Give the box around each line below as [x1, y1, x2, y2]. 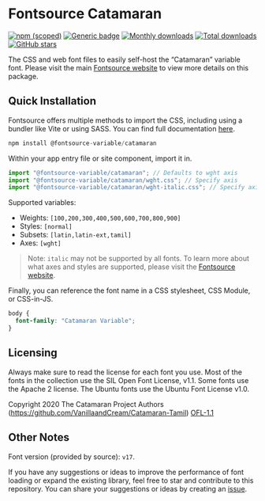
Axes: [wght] [19, 238, 62, 248]
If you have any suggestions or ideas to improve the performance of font [8, 467, 244, 476]
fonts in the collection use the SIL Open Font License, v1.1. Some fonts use [8, 375, 249, 385]
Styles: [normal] [19, 222, 73, 231]
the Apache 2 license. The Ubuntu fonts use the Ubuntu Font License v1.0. [8, 384, 250, 393]
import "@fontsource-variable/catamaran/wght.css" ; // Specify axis [8, 176, 238, 184]
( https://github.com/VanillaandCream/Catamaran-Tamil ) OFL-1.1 [8, 408, 215, 417]
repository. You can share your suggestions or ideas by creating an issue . [8, 484, 248, 493]
